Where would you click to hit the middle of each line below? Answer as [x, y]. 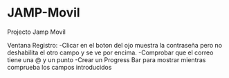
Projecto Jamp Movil [36, 32]
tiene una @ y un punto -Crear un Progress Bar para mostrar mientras [107, 59]
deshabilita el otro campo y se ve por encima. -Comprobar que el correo [110, 52]
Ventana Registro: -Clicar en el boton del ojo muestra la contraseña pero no [115, 45]
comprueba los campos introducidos [59, 67]
